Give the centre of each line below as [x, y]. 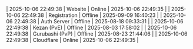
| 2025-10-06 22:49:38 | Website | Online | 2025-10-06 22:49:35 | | [88, 9]
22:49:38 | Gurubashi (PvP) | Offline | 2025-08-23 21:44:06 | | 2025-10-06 [97, 34]
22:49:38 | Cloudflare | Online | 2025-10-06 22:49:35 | [72, 40]
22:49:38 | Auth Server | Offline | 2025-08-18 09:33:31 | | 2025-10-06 [99, 21]
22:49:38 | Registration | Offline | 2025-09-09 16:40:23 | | [92, 15]
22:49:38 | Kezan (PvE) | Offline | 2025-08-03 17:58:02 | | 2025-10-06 [91, 27]
